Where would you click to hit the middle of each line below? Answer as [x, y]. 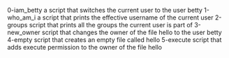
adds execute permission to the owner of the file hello [85, 47]
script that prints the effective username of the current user [128, 17]
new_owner [24, 32]
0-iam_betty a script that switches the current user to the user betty [105, 10]
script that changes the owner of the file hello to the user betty [132, 32]
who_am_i [22, 17]
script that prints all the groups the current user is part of [111, 25]
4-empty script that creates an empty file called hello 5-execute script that [114, 40]
